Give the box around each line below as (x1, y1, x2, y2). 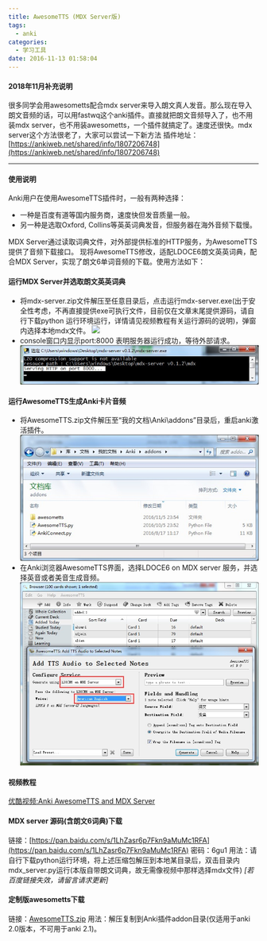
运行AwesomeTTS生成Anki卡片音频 (8, 396, 126, 405)
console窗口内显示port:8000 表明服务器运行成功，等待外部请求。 (19, 335, 234, 345)
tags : (8, 21, 26, 29)
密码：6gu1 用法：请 (190, 845, 257, 854)
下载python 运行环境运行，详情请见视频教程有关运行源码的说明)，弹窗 (26, 316, 257, 325)
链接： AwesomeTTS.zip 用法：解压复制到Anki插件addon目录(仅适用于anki (8, 914, 250, 924)
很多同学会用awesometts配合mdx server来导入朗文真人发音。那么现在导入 (8, 100, 253, 110)
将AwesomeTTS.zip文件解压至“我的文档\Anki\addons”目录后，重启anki (19, 416, 252, 425)
